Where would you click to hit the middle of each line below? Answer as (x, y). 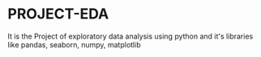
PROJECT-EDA (58, 14)
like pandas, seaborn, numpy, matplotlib (74, 44)
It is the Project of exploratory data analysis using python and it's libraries (130, 36)
